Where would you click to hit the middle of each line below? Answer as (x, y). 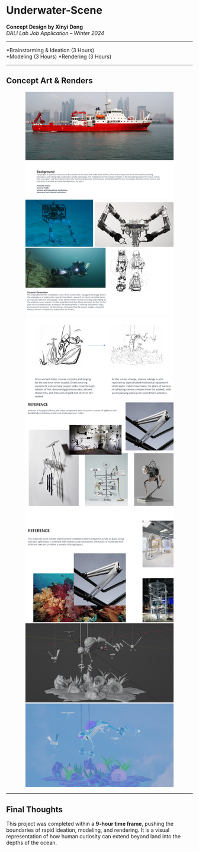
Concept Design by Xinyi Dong (45, 27)
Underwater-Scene (54, 10)
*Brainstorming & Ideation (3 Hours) (50, 50)
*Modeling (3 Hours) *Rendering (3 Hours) (59, 56)
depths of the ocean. (32, 843)
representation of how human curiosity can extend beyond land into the (94, 837)
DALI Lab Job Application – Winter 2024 (55, 33)
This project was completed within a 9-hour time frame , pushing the (90, 824)
